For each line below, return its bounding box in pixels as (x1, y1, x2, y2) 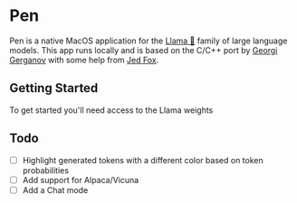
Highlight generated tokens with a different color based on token (22, 154, 264, 165)
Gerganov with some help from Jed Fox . (9, 54, 159, 65)
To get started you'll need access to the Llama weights (9, 105, 214, 115)
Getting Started (9, 80, 99, 96)
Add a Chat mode (22, 184, 89, 195)
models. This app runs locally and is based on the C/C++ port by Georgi (9, 44, 278, 55)
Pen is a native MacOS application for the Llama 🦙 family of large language (9, 35, 288, 46)
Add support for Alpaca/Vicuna (22, 174, 139, 185)
